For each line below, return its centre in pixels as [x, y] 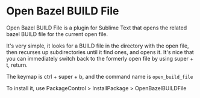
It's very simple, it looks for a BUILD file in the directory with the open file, [98, 46]
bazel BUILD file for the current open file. [57, 34]
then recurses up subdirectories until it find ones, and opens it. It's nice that [100, 52]
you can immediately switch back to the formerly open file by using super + [100, 58]
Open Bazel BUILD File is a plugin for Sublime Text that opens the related [97, 28]
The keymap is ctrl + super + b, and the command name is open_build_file [100, 76]
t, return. [17, 65]
